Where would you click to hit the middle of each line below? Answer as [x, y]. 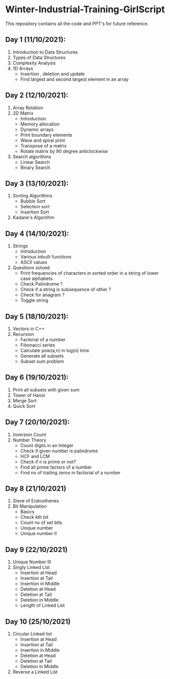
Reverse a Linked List [35, 672]
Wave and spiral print [43, 140]
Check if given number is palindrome [59, 451]
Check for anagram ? [42, 295]
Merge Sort [25, 401]
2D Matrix [23, 113]
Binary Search [35, 167]
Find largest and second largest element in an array [75, 79]
